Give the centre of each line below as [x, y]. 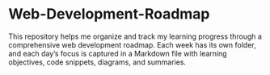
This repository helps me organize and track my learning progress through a [135, 36]
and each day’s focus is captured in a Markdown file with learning [118, 53]
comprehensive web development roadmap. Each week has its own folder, [132, 44]
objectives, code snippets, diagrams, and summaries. [97, 62]
